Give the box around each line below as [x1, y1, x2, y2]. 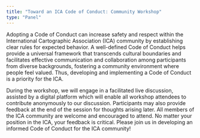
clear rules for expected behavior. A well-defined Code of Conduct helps [6, 43, 186, 51]
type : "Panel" [6, 14, 42, 20]
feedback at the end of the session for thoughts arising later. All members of [6, 106, 195, 113]
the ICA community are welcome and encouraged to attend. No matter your [6, 112, 193, 119]
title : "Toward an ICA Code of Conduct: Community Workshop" [6, 8, 162, 15]
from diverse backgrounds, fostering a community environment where [6, 62, 180, 69]
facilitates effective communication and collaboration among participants [6, 56, 187, 63]
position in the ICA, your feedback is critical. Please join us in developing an [6, 118, 193, 125]
